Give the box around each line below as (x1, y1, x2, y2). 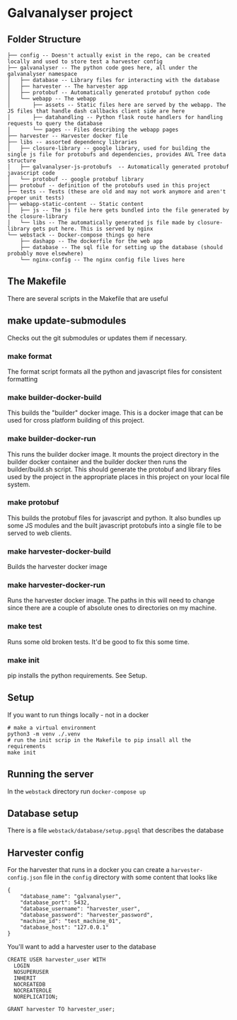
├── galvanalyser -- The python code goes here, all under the (7, 64, 198, 71)
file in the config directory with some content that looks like (43, 873, 218, 882)
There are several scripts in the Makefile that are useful (7, 294, 168, 302)
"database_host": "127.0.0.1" (20, 924, 110, 932)
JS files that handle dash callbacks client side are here (7, 108, 185, 115)
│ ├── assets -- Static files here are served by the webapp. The (7, 101, 226, 108)
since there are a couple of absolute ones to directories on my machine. (7, 604, 217, 612)
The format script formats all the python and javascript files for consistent (7, 367, 222, 376)
